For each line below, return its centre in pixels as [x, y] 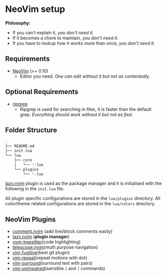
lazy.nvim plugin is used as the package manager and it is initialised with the [83, 183]
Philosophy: [18, 23]
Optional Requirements [42, 92]
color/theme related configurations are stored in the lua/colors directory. [80, 204]
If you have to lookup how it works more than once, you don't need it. [84, 43]
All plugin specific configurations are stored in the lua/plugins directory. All [83, 198]
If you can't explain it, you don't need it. [53, 32]
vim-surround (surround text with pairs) [53, 263]
